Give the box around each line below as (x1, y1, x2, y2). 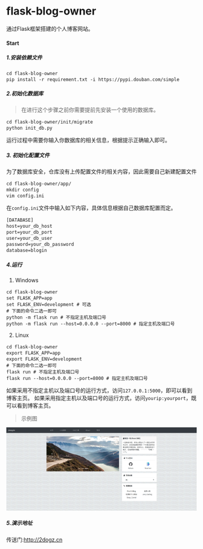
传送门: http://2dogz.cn (6, 536, 63, 543)
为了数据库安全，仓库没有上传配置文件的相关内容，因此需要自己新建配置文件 (6, 168, 197, 175)
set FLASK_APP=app (6, 295, 53, 301)
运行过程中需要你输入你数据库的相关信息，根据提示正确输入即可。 (6, 136, 170, 144)
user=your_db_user (6, 235, 53, 242)
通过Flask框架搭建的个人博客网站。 (6, 25, 94, 32)
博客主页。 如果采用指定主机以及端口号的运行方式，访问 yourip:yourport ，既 (6, 394, 197, 402)
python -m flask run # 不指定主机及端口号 (6, 314, 107, 321)
